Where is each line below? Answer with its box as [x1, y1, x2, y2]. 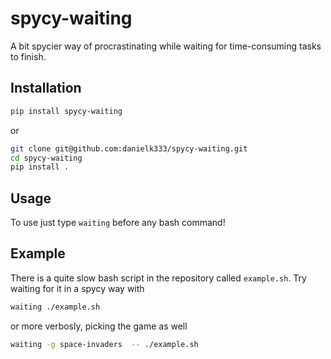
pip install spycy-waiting [10, 106, 123, 116]
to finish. [10, 50, 47, 62]
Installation [10, 80, 82, 97]
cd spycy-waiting [10, 153, 83, 163]
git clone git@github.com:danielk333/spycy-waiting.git [10, 143, 248, 154]
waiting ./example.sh [10, 302, 101, 312]
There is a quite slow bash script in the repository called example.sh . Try [10, 272, 307, 284]
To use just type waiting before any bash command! [10, 217, 226, 229]
